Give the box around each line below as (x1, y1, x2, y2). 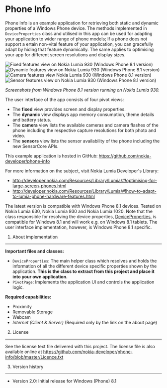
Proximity (12, 303, 32, 309)
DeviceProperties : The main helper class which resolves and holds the (12, 258, 157, 263)
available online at (5, 349, 42, 355)
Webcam (12, 314, 31, 320)
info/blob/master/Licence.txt (5, 354, 64, 360)
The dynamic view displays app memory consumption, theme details (12, 111, 154, 118)
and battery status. (12, 117, 51, 123)
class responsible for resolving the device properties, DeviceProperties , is (5, 213, 157, 220)
